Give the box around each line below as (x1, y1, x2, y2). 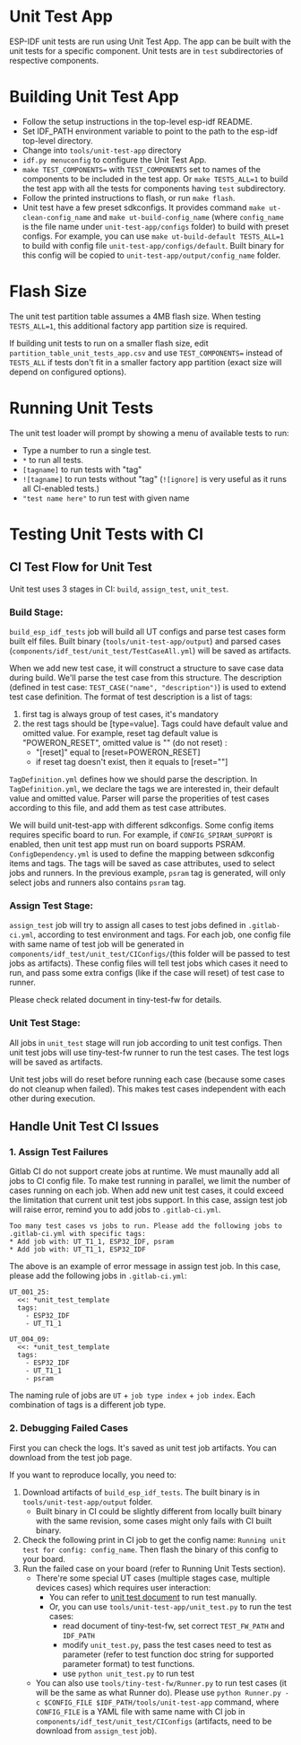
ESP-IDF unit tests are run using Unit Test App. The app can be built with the (9, 36, 291, 47)
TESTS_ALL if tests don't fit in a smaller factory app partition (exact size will (9, 356, 282, 367)
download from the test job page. (9, 1451, 133, 1462)
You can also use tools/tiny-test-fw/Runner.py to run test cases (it (35, 1677, 287, 1688)
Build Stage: (9, 606, 64, 618)
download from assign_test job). (35, 1725, 158, 1736)
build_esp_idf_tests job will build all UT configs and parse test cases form (9, 627, 287, 637)
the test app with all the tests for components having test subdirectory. (21, 182, 287, 194)
